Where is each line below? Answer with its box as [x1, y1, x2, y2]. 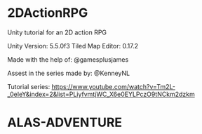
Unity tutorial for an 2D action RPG [7, 28, 107, 36]
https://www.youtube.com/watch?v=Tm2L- [51, 82, 175, 91]
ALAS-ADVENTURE [7, 114, 123, 130]
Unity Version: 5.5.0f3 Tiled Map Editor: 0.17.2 [7, 41, 139, 50]
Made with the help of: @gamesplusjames [7, 55, 129, 64]
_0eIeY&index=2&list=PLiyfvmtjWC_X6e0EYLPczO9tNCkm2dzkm [7, 90, 195, 98]
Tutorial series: [7, 82, 50, 91]
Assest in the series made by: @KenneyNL [7, 69, 130, 77]
